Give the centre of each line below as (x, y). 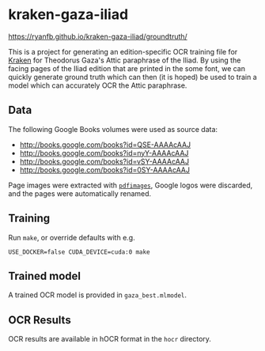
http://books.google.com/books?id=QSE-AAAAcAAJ (105, 145)
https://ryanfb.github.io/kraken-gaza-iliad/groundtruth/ (98, 36)
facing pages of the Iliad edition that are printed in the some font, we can (127, 68)
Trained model (45, 276)
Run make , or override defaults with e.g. (72, 237)
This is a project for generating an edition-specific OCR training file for (123, 51)
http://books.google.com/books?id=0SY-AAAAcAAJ (104, 170)
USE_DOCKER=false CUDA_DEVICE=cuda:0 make (79, 252)
